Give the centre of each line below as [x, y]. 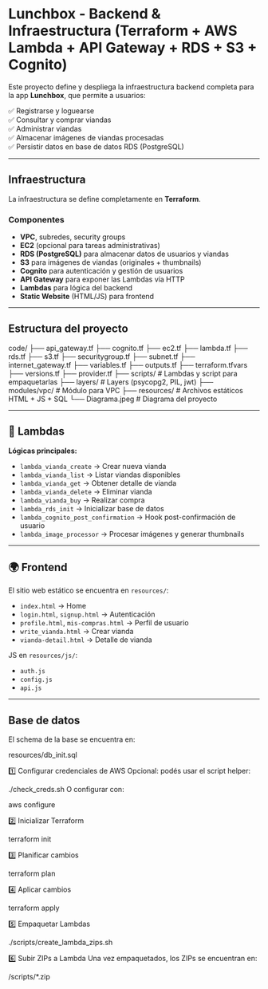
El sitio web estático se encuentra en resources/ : [89, 590]
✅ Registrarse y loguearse [51, 110]
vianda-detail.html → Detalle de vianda [86, 640]
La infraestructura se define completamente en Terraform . [104, 199]
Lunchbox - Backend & [85, 14]
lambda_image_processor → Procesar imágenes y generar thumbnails [132, 534]
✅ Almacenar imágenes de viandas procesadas [86, 137]
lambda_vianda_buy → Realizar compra [82, 500]
